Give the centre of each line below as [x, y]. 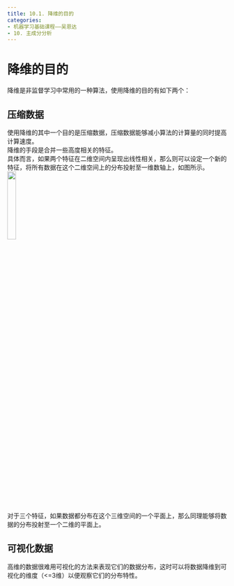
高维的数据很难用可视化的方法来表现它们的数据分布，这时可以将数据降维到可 [117, 566]
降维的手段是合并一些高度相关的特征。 [62, 150]
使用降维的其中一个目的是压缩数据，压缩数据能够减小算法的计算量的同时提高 [117, 132]
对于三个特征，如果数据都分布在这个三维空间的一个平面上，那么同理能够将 [114, 516]
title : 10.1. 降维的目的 [41, 14]
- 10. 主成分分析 [30, 33]
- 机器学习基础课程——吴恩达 [42, 26]
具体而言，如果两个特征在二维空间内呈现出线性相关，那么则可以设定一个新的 [117, 159]
